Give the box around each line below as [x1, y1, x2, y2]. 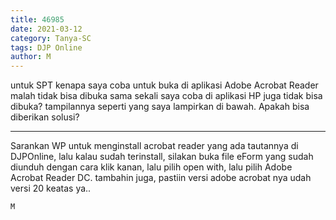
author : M [10, 52, 52, 62]
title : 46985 [10, 14, 65, 25]
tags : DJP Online [10, 42, 83, 53]
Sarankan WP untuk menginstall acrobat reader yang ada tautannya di [10, 140, 299, 152]
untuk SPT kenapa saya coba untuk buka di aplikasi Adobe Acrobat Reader [10, 79, 319, 91]
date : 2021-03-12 [10, 24, 83, 34]
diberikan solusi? [10, 111, 80, 123]
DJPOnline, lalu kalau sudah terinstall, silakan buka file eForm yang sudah [10, 151, 314, 163]
